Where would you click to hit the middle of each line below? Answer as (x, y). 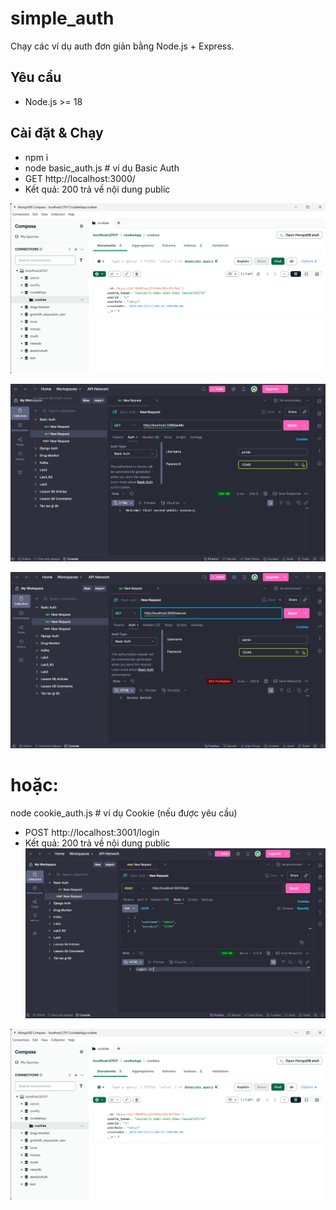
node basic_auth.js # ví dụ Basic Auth (102, 168)
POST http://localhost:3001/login (92, 832)
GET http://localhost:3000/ (80, 178)
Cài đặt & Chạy (57, 133)
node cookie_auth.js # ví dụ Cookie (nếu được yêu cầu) (124, 813)
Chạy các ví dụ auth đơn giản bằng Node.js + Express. (122, 46)
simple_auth (62, 18)
